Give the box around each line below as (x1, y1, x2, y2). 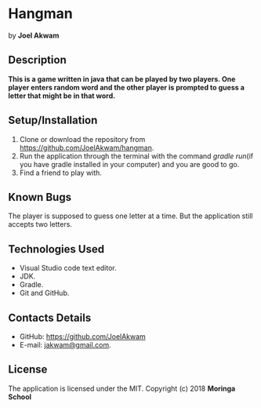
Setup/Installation (8, 114, 98, 127)
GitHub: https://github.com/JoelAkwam (19, 332, 147, 341)
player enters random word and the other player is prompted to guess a (8, 82, 245, 92)
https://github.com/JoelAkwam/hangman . (19, 143, 154, 152)
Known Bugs (8, 190, 72, 204)
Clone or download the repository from (19, 134, 146, 144)
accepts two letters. (8, 220, 73, 229)
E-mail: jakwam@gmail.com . (19, 341, 111, 349)
